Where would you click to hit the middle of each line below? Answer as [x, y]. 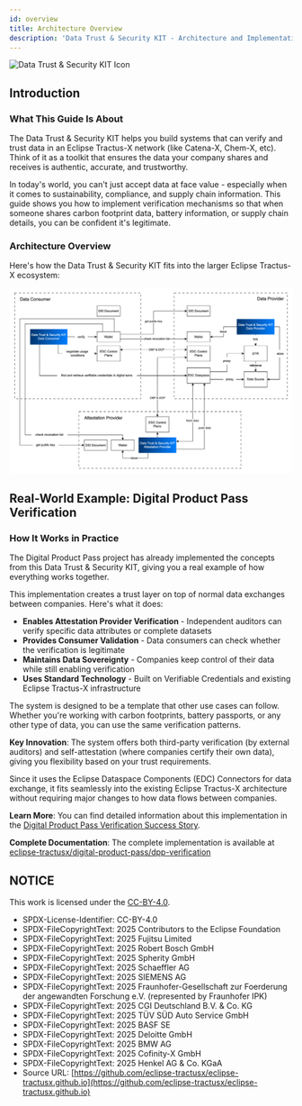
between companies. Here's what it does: [86, 604]
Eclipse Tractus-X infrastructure [81, 688]
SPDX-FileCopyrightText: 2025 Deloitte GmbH [107, 1035]
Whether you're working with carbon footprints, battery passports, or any [145, 715]
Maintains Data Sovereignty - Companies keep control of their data [148, 660]
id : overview [34, 19]
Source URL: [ [48, 1073]
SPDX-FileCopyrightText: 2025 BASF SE [96, 1025]
